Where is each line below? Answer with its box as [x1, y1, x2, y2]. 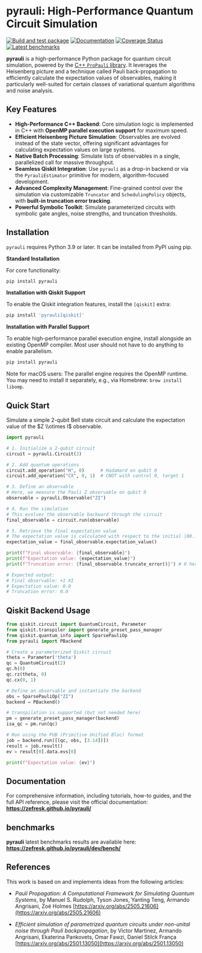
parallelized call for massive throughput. [14, 158, 115, 166]
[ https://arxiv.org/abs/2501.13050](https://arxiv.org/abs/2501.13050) [14, 940, 184, 947]
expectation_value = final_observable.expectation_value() [6, 539, 158, 545]
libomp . [6, 383, 24, 390]
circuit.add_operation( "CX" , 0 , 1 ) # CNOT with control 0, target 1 [6, 473, 185, 479]
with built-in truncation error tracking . [14, 197, 112, 204]
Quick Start [6, 400, 50, 410]
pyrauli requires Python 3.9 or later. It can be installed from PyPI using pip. [6, 243, 192, 250]
